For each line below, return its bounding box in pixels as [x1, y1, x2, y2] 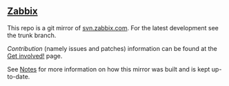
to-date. [7, 72, 30, 80]
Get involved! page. [7, 52, 63, 60]
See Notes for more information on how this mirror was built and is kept [7, 65, 210, 73]
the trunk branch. [7, 31, 57, 39]
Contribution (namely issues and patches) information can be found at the [7, 44, 217, 52]
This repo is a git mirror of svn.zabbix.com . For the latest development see [7, 23, 219, 32]
